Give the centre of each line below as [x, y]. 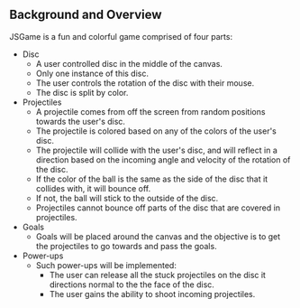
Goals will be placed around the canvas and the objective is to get [158, 236]
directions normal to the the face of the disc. [132, 285]
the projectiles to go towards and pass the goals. [127, 246]
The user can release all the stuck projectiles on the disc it [157, 275]
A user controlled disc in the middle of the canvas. [129, 63]
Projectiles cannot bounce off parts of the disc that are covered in [158, 208]
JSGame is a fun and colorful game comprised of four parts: [121, 36]
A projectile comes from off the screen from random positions [150, 111]
